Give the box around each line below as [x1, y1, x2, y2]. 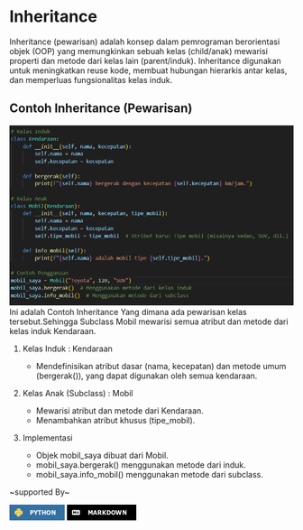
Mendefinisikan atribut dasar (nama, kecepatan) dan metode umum [35, 361, 287, 372]
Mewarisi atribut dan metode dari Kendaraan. [35, 405, 205, 416]
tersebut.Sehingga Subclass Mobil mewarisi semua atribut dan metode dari [9, 316, 289, 327]
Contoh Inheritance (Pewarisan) [9, 101, 193, 116]
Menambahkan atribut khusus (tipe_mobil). [35, 415, 196, 426]
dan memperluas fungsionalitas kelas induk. [9, 74, 173, 85]
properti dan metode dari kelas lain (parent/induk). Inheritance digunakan [9, 55, 281, 66]
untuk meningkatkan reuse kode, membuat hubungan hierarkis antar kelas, [9, 65, 288, 76]
